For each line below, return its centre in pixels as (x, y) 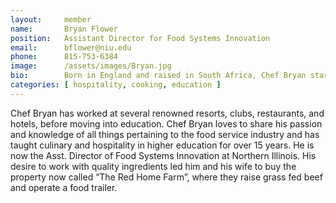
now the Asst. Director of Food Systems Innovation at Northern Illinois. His (163, 155)
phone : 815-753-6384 (64, 57)
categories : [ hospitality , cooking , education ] (116, 85)
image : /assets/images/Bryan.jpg (91, 66)
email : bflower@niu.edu (71, 47)
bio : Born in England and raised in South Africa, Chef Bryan (158, 76)
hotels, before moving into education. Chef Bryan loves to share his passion (166, 123)
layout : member (51, 19)
